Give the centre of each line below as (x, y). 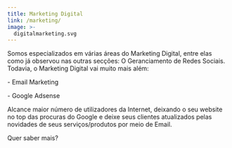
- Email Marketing (33, 82)
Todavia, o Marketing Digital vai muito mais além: (78, 68)
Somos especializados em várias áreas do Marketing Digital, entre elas (110, 54)
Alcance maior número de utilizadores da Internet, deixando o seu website (115, 109)
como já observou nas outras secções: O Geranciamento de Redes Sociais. (116, 61)
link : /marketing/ (34, 20)
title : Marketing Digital (45, 14)
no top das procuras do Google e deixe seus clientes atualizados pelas (110, 117)
